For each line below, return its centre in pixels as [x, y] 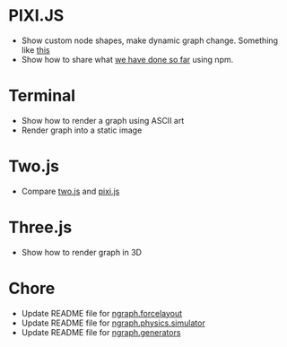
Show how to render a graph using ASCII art [103, 120]
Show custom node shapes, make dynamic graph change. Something [150, 40]
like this [35, 49]
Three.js [40, 227]
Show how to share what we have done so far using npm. [127, 59]
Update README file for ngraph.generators [101, 332]
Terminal [42, 96]
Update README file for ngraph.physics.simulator [113, 323]
